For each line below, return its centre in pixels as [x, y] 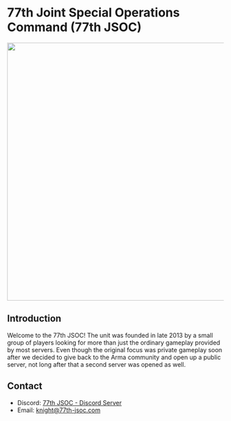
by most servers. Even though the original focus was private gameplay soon [115, 349]
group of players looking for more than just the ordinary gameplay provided [114, 343]
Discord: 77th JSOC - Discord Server [69, 402]
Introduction [34, 319]
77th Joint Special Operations [93, 13]
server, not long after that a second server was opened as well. [97, 364]
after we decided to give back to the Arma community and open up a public [114, 357]
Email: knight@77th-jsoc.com [59, 410]
